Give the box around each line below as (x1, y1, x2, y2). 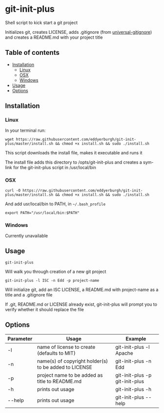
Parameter (7, 335, 33, 342)
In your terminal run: (5, 127, 46, 133)
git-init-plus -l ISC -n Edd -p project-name (5, 278, 99, 283)
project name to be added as (37, 371, 103, 378)
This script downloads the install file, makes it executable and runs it (5, 150, 143, 156)
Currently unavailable (5, 233, 48, 239)
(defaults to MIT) (37, 349, 76, 356)
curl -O (5, 188, 21, 193)
